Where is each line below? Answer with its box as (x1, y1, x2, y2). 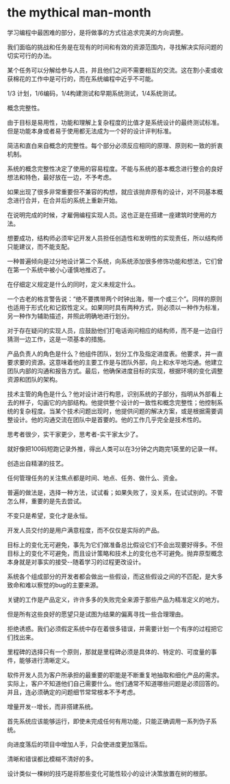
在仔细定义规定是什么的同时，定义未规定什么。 (7, 280, 139, 289)
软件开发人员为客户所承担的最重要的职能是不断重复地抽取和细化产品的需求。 (7, 670, 223, 679)
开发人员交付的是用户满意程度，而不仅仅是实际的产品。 (7, 526, 163, 534)
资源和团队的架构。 (7, 375, 62, 383)
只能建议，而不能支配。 (7, 242, 73, 251)
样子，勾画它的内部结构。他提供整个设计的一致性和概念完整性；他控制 (18, 398, 217, 406)
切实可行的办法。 (7, 51, 55, 60)
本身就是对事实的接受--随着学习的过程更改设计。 (7, 557, 145, 566)
